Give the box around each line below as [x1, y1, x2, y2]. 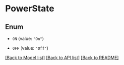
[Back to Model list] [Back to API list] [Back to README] [5, 55, 119, 61]
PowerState [5, 3, 55, 14]
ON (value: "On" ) [12, 35, 44, 41]
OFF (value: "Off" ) [12, 45, 49, 51]
